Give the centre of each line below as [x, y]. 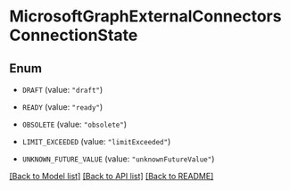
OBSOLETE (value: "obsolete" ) [75, 124]
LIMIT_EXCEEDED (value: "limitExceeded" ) [96, 141]
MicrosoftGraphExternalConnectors [145, 17]
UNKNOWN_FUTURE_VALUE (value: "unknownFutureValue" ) [118, 159]
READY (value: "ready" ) [62, 107]
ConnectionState [74, 35]
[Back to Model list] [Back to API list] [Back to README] [112, 176]
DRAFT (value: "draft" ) [62, 90]
